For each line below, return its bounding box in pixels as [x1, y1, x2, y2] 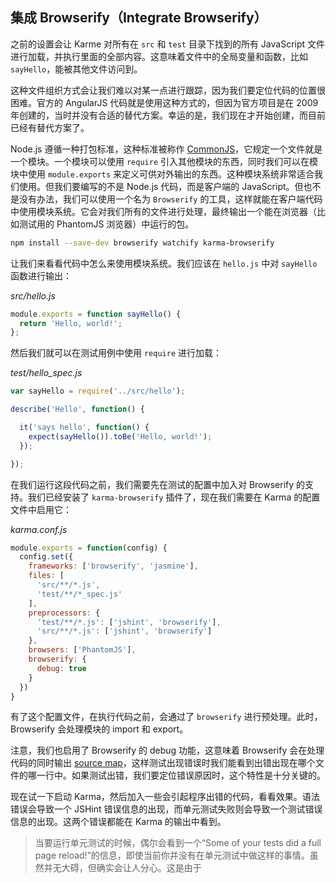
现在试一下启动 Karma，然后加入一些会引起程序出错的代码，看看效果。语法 [10, 791, 320, 803]
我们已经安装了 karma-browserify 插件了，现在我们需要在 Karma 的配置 [27, 491, 321, 503]
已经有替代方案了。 [10, 121, 90, 133]
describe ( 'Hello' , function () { [10, 404, 145, 415]
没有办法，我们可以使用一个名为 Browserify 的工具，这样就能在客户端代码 [18, 193, 323, 205]
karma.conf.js [10, 523, 68, 535]
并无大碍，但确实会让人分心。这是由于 [43, 862, 202, 874]
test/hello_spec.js [10, 367, 83, 379]
